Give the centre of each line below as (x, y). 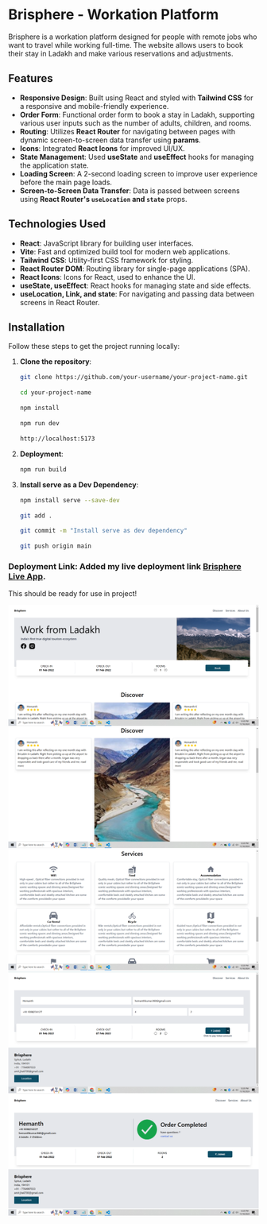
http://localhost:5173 (57, 439)
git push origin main (55, 546)
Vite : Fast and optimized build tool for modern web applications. (125, 251)
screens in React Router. (60, 302)
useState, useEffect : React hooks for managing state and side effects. (135, 285)
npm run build (43, 469)
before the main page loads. (66, 182)
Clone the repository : (56, 362)
